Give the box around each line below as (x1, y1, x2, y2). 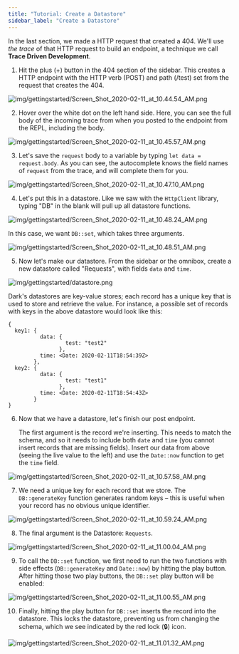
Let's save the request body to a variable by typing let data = (18, 151, 201, 160)
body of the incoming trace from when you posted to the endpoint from (18, 115, 228, 125)
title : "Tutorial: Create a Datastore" (8, 10, 127, 18)
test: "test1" (65, 377, 107, 384)
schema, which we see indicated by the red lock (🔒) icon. (18, 622, 187, 630)
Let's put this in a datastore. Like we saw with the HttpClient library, (18, 194, 219, 202)
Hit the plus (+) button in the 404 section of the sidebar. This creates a (18, 66, 226, 74)
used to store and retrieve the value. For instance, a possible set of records (8, 299, 228, 308)
